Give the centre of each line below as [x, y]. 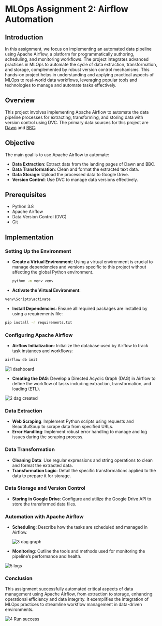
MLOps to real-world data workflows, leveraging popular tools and [71, 80]
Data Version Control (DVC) [39, 217]
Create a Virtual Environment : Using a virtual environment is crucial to [82, 262]
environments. [19, 609]
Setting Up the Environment [38, 251]
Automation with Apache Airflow [44, 517]
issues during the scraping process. [48, 437]
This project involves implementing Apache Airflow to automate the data [77, 112]
